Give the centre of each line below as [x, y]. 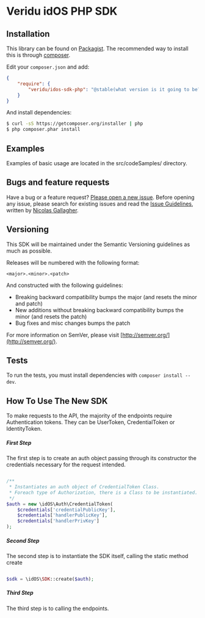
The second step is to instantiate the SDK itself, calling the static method [97, 556]
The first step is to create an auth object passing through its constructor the [102, 458]
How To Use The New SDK [57, 401]
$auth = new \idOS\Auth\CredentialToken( [60, 504]
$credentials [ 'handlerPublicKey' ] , [63, 515]
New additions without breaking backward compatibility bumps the [99, 310]
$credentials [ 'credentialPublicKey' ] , [67, 510]
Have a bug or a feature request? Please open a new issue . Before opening [101, 197]
